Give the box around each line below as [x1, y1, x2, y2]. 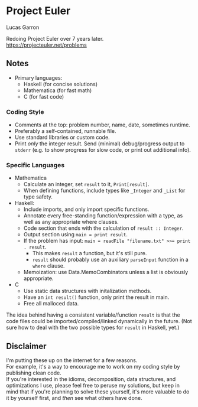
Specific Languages [6, 161, 65, 169]
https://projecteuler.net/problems [6, 41, 87, 48]
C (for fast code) [23, 93, 64, 100]
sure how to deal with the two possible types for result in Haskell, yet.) [6, 324, 180, 331]
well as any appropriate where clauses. [23, 219, 119, 226]
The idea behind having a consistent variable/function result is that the [6, 311, 180, 318]
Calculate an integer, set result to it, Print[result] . [23, 181, 150, 188]
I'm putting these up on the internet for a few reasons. [6, 357, 138, 364]
